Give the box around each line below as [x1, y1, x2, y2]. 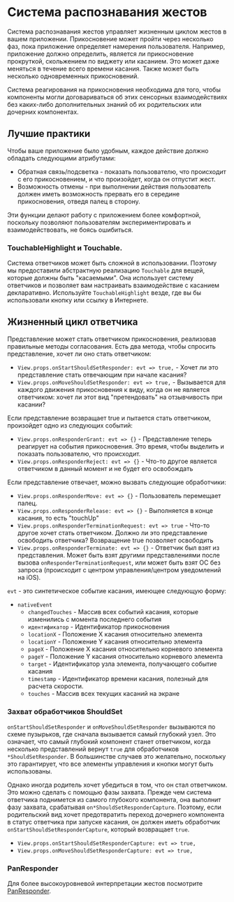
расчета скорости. [27, 682, 84, 690]
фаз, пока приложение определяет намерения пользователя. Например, [7, 42, 226, 50]
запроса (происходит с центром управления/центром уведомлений [17, 565, 221, 574]
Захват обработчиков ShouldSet [7, 706, 123, 716]
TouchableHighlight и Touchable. [7, 242, 123, 252]
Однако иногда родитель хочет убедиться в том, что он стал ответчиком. [7, 780, 228, 790]
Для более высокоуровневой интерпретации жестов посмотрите [7, 880, 203, 888]
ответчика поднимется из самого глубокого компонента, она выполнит [7, 796, 221, 804]
